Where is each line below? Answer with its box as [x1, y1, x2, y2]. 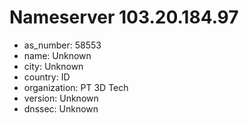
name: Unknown [23, 49, 92, 61]
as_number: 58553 [23, 39, 102, 51]
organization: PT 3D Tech [23, 81, 129, 93]
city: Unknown [23, 60, 84, 72]
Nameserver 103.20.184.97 [9, 6, 239, 29]
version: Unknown [23, 92, 99, 104]
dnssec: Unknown [23, 102, 99, 115]
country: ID [23, 71, 71, 83]
